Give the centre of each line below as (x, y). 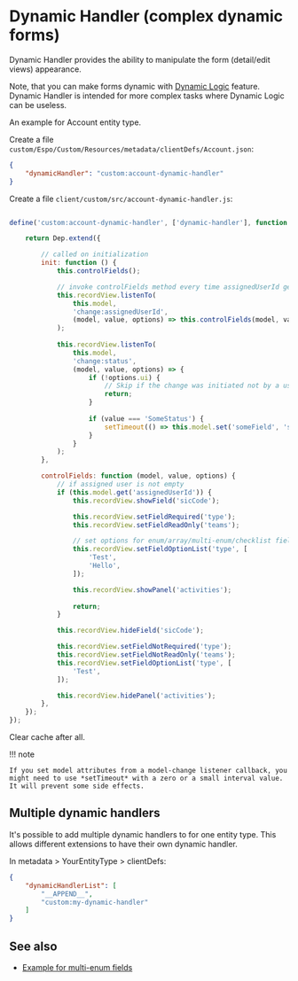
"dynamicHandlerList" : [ (71, 885)
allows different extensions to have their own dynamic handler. (123, 844)
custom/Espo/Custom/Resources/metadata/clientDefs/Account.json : (132, 149)
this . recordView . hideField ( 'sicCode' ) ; (130, 631)
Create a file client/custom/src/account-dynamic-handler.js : (121, 199)
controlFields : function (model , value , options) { (139, 476)
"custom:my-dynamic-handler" (95, 902)
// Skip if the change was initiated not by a (192, 386)
